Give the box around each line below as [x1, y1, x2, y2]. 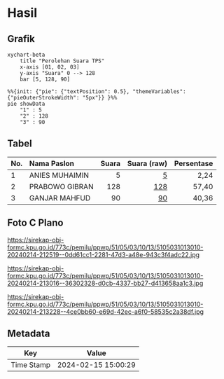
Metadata [7, 328, 50, 340]
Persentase [174, 158, 213, 168]
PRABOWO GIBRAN [29, 181, 94, 191]
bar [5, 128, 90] [20, 76, 71, 83]
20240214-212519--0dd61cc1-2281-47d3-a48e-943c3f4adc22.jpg [7, 250, 200, 259]
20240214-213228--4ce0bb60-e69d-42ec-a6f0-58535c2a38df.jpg [7, 307, 204, 316]
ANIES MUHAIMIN [29, 170, 90, 180]
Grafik [7, 33, 35, 45]
